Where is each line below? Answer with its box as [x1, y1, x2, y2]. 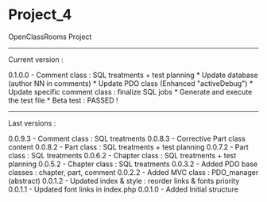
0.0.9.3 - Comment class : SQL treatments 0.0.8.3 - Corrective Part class [8, 134, 246, 143]
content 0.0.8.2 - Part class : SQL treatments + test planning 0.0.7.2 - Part [8, 142, 249, 152]
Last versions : [8, 118, 56, 128]
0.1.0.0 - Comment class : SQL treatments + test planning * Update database [8, 70, 258, 80]
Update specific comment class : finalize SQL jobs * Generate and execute [8, 87, 253, 96]
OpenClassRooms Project [8, 32, 92, 41]
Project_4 [8, 6, 72, 24]
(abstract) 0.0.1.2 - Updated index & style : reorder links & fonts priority [8, 176, 240, 185]
